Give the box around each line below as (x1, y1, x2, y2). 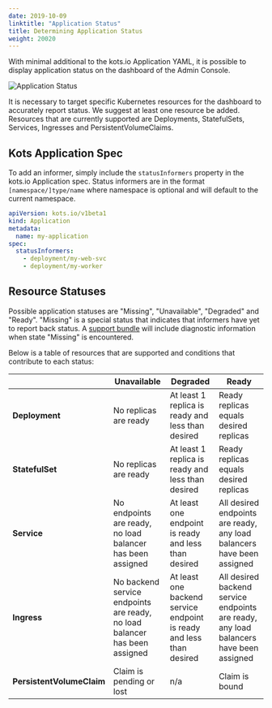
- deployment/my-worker (23, 262, 104, 270)
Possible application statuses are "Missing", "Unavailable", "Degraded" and (8, 306, 259, 316)
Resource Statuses (8, 285, 107, 299)
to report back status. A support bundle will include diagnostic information (8, 323, 257, 333)
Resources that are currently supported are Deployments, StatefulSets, (8, 114, 245, 124)
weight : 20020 (8, 34, 57, 43)
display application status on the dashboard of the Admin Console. (8, 66, 231, 76)
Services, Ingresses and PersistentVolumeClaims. (8, 123, 174, 132)
